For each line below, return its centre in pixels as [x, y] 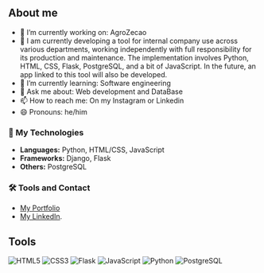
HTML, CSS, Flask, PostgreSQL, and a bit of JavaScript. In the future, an [138, 66]
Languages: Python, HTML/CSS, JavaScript [92, 150]
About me [33, 13]
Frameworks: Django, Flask [65, 158]
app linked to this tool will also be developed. [93, 74]
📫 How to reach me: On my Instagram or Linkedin [102, 100]
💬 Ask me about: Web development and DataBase [101, 92]
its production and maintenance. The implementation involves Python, [134, 57]
